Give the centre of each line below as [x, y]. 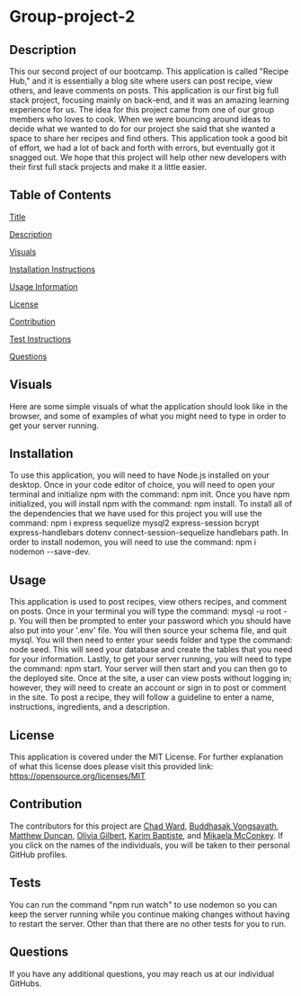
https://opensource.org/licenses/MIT [77, 776]
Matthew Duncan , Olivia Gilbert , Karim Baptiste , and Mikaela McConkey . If [146, 835]
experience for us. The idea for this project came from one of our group [142, 109]
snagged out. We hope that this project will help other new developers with [148, 157]
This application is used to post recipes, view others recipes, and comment [148, 602]
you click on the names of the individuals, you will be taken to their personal [150, 845]
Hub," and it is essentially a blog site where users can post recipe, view [141, 81]
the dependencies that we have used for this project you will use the [136, 514]
